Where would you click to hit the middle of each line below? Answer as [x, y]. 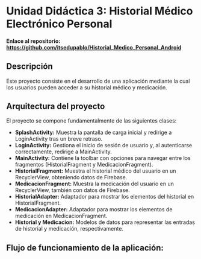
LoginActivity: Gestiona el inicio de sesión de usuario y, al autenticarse [104, 145]
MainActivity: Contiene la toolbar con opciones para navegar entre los [103, 158]
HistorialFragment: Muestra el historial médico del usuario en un [95, 171]
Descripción [29, 67]
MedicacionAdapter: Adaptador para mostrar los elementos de [94, 209]
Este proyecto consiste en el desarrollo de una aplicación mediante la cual [98, 81]
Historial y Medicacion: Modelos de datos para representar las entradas [105, 222]
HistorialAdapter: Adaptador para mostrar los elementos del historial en [104, 197]
